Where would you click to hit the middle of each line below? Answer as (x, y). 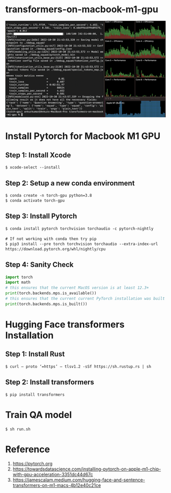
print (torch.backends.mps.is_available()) (51, 293)
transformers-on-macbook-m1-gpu (82, 9)
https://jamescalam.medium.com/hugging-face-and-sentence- (79, 480)
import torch (19, 277)
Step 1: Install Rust (35, 354)
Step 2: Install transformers (50, 382)
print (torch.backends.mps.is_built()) (46, 304)
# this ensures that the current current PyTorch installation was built (85, 299)
